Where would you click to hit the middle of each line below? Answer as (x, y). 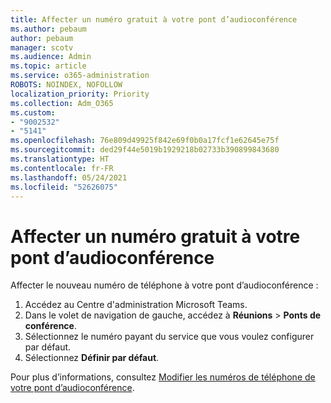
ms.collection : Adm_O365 (62, 103)
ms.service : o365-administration (80, 76)
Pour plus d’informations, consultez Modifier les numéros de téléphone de (163, 377)
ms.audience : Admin (51, 57)
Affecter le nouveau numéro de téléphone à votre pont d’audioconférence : (164, 285)
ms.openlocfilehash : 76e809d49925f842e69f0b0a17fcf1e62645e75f (145, 141)
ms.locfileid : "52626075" (64, 187)
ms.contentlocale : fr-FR (62, 168)
